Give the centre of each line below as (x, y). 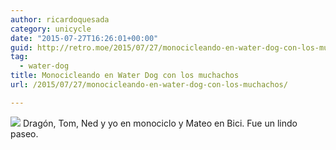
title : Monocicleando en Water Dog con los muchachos (125, 76)
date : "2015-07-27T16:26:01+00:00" (84, 38)
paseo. (24, 133)
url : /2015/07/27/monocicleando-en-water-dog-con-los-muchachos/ (149, 85)
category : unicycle (51, 29)
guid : (21, 47)
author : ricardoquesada (60, 19)
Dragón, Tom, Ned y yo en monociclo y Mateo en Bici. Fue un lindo (160, 123)
